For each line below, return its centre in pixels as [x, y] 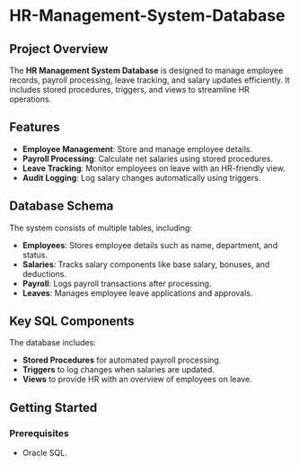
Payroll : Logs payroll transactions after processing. [117, 283]
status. [35, 255]
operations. [31, 99]
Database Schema [62, 206]
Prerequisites [39, 433]
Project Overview [59, 49]
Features [35, 127]
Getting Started [53, 407]
